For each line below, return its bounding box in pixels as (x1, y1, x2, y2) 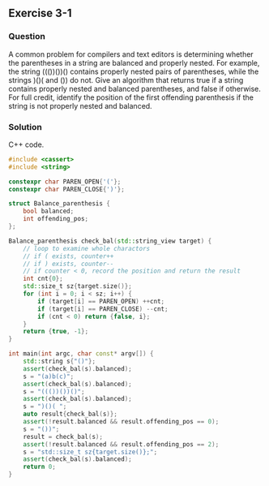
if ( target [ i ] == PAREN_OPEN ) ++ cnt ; (37, 297, 164, 305)
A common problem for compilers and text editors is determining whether (8, 49, 254, 59)
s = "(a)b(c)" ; (23, 372, 75, 381)
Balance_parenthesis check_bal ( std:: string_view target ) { (8, 237, 212, 245)
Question (8, 31, 46, 42)
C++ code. (8, 140, 45, 149)
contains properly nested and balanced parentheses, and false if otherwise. (8, 84, 262, 93)
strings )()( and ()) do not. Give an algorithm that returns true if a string (8, 75, 244, 84)
